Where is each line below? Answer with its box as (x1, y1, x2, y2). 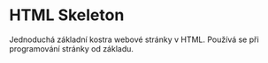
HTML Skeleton (9, 5, 125, 25)
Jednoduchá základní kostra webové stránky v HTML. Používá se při (9, 34, 259, 45)
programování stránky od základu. (9, 43, 134, 53)
